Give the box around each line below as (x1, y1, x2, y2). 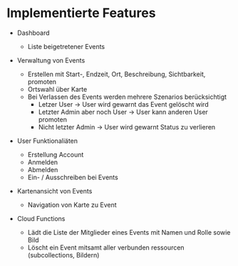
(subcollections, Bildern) (27, 250, 100, 259)
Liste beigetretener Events (27, 42, 105, 50)
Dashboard (16, 28, 51, 37)
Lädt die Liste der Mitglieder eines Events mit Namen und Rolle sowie (27, 228, 231, 236)
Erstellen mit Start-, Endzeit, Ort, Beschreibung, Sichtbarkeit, (27, 70, 206, 78)
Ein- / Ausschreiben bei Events (27, 173, 118, 181)
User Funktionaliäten (16, 137, 78, 145)
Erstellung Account (27, 150, 84, 159)
